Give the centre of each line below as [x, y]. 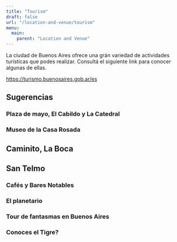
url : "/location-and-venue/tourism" [51, 22]
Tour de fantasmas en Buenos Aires [58, 216]
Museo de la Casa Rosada [43, 130]
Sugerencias [30, 97]
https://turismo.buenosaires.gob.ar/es [52, 79]
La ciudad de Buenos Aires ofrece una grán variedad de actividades [88, 55]
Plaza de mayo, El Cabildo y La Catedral [63, 114]
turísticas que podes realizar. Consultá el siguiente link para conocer [88, 61]
